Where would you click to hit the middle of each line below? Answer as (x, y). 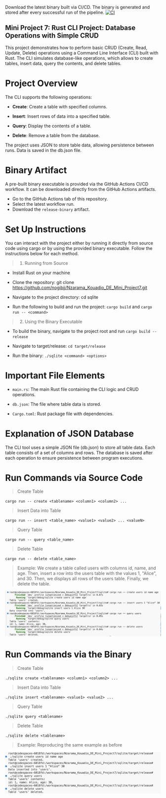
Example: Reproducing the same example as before (70, 745)
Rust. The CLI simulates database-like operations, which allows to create (79, 58)
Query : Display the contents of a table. (52, 126)
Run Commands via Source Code (74, 478)
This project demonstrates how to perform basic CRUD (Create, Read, (76, 47)
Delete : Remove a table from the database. (56, 135)
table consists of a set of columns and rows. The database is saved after (79, 453)
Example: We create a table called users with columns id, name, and (86, 568)
